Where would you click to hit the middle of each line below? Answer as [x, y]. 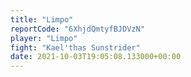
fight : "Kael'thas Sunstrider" [75, 47]
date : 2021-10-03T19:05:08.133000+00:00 [96, 57]
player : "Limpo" [44, 38]
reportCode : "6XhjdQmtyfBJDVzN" [77, 29]
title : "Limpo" [42, 19]
